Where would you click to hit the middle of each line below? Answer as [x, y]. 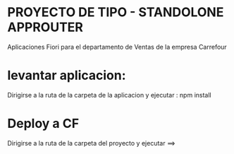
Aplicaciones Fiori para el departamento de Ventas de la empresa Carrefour [117, 47]
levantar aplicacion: [67, 76]
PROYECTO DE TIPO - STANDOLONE [116, 12]
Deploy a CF [43, 124]
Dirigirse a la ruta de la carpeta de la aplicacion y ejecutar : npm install [109, 95]
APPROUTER [45, 27]
